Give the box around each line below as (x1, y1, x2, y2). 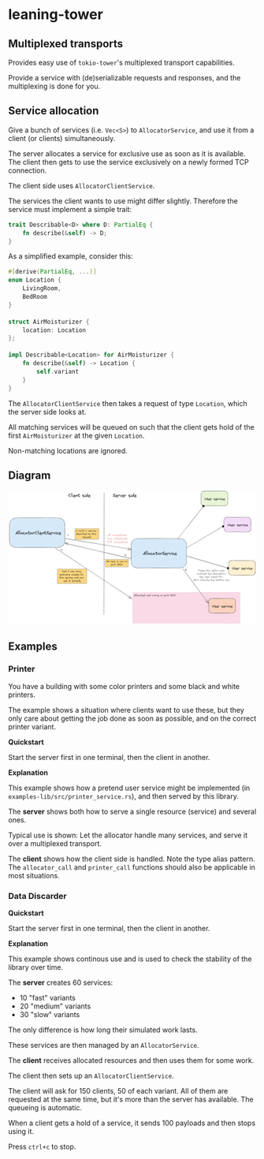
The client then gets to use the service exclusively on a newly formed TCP (8, 157, 250, 166)
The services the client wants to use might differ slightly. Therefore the (8, 196, 238, 206)
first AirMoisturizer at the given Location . (8, 430, 145, 440)
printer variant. (8, 721, 57, 731)
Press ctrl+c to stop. (8, 1142, 76, 1152)
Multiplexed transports (8, 37, 124, 50)
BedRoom (22, 293, 47, 301)
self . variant (36, 367, 80, 375)
